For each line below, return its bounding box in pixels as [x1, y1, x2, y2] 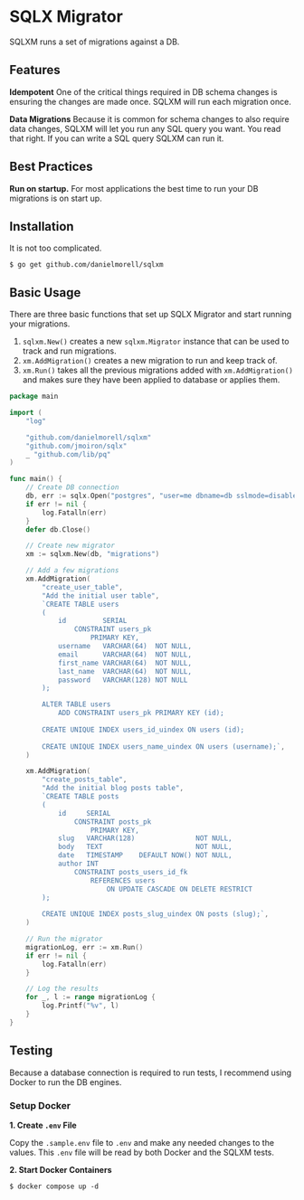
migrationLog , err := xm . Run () [25, 942, 144, 951]
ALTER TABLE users [42, 700, 111, 709]
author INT [57, 859, 100, 869]
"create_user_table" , [42, 582, 124, 591]
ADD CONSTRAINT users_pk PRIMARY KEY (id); [57, 708, 224, 718]
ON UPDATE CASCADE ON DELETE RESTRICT [106, 884, 253, 893]
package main [9, 392, 59, 402]
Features [9, 62, 61, 78]
